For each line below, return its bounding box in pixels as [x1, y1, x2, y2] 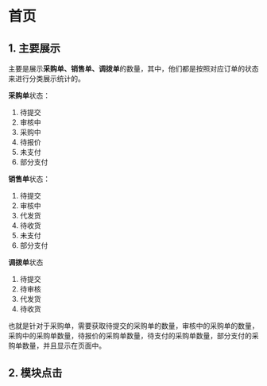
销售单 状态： [8, 174, 50, 183]
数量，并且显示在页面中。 [21, 341, 106, 350]
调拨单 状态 [8, 257, 44, 267]
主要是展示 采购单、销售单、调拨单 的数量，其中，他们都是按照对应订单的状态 [8, 64, 259, 73]
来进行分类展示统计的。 [8, 74, 85, 83]
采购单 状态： [8, 91, 50, 100]
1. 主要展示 [8, 41, 61, 55]
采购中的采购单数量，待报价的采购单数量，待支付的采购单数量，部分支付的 [8, 331, 252, 340]
